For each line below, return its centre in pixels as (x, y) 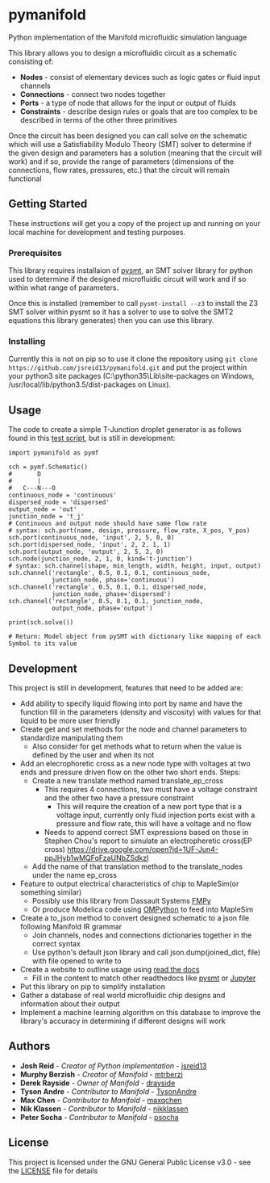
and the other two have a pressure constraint (119, 798)
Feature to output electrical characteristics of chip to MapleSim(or (129, 883)
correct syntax (56, 943)
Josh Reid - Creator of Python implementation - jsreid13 (113, 1066)
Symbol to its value (43, 644)
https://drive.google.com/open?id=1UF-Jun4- (143, 849)
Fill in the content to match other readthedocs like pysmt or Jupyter (144, 978)
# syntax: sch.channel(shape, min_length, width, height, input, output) (135, 566)
